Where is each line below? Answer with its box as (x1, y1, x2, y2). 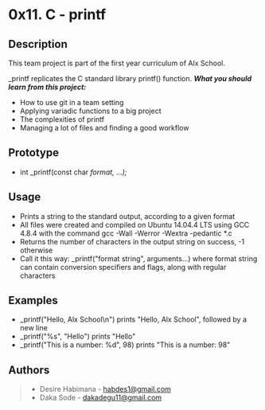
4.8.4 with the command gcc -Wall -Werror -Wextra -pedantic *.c (19, 228, 232, 238)
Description (8, 37, 68, 51)
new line (19, 323, 48, 333)
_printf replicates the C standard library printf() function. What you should (8, 74, 252, 83)
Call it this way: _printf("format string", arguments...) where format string (19, 253, 258, 264)
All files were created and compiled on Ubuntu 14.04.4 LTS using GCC (19, 220, 250, 229)
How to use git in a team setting (19, 98, 124, 107)
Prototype (8, 146, 60, 160)
